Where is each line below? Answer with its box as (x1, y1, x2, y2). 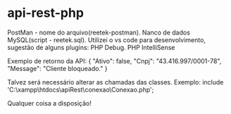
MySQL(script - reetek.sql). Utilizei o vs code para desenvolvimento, (7, 35, 206, 44)
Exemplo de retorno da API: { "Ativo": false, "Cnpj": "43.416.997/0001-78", (7, 56, 222, 65)
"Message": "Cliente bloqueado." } (7, 64, 108, 72)
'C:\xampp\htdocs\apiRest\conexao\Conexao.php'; (7, 85, 154, 94)
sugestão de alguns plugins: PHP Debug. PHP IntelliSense (7, 43, 175, 51)
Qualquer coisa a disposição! (7, 99, 92, 107)
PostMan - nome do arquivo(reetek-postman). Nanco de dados (7, 28, 190, 37)
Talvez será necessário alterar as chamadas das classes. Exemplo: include (7, 77, 224, 86)
